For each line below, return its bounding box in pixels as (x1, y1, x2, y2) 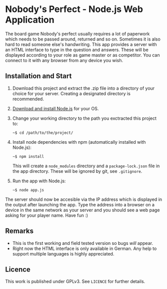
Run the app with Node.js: (12, 178, 66, 184)
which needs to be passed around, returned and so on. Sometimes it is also (5, 36, 161, 42)
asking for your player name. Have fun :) (5, 212, 88, 218)
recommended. (12, 96, 44, 102)
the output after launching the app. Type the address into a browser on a (5, 201, 155, 207)
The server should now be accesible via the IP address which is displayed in (5, 196, 162, 202)
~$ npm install (12, 154, 44, 159)
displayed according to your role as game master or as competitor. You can (5, 52, 160, 58)
